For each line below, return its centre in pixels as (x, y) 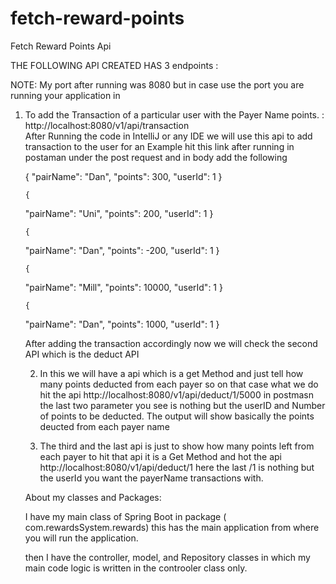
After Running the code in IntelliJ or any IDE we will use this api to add (168, 136)
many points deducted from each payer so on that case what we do (179, 384)
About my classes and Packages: (93, 497)
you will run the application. (81, 538)
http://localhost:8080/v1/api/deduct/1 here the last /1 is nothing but (177, 467)
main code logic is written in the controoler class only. (136, 568)
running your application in (65, 95)
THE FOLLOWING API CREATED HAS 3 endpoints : (114, 65)
